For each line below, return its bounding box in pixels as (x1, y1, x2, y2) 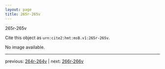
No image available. (5, 44, 45, 50)
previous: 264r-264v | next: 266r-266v (5, 58, 84, 64)
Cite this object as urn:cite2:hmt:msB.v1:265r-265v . (5, 35, 110, 41)
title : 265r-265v (5, 12, 41, 17)
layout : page (5, 7, 32, 12)
